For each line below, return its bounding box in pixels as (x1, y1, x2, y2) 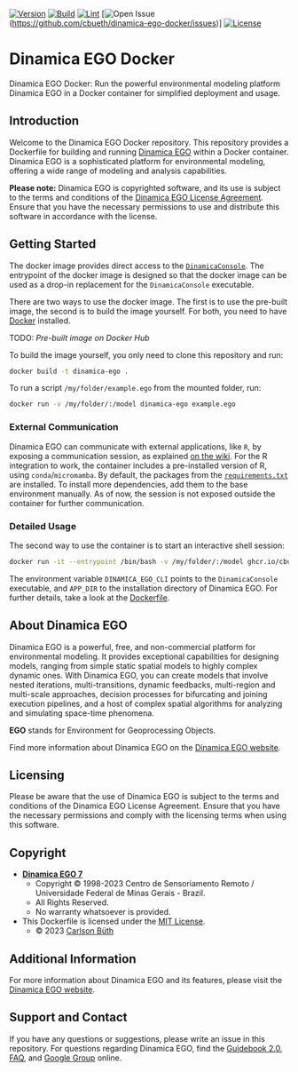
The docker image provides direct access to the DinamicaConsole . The (9, 260, 264, 271)
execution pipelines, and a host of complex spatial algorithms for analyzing (9, 698, 283, 709)
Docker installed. (9, 315, 71, 326)
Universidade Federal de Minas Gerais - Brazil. (35, 888, 206, 899)
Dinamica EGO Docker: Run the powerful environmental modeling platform (9, 78, 281, 89)
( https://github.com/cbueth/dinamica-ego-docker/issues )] (9, 18, 223, 28)
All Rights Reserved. (35, 897, 109, 908)
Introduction (9, 114, 80, 129)
